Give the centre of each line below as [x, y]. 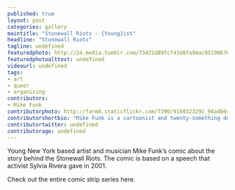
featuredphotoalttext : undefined [56, 60]
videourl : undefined [37, 66]
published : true [31, 14]
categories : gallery [37, 27]
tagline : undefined [36, 46]
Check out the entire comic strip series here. [71, 179]
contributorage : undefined [47, 131]
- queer [19, 86]
